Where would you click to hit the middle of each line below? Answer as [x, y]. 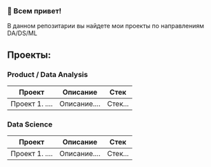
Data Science [30, 124]
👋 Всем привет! [34, 11]
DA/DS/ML [22, 33]
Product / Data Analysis [48, 74]
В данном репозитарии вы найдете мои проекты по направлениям [106, 26]
